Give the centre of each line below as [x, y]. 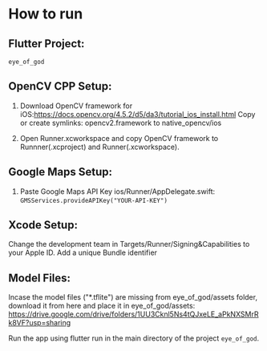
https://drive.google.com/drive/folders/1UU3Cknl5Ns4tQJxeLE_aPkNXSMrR [133, 314]
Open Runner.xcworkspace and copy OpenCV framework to [119, 138]
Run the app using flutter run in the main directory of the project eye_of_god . [134, 338]
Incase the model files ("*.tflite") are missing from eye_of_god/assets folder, [133, 297]
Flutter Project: [47, 44]
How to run [46, 14]
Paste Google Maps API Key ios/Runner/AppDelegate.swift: [117, 191]
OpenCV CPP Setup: [60, 86]
